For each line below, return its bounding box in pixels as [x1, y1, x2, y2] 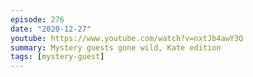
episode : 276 [10, 14, 65, 25]
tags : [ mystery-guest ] [10, 52, 105, 62]
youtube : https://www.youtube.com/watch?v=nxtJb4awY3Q [10, 33, 244, 43]
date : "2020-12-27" [10, 24, 92, 34]
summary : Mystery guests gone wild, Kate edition [10, 42, 222, 53]
